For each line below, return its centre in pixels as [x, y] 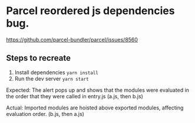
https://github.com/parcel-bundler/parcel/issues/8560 [72, 39]
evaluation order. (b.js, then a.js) [45, 114]
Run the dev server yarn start [52, 78]
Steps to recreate [38, 58]
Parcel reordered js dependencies [90, 11]
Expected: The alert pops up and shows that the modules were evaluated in [98, 90]
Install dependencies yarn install [56, 72]
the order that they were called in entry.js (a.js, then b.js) [75, 96]
